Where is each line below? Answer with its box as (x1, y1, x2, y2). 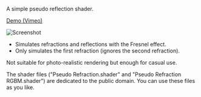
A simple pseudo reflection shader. (6, 5, 94, 12)
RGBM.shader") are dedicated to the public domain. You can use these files (6, 77, 196, 84)
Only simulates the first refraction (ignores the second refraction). (15, 47, 180, 54)
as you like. (6, 84, 35, 91)
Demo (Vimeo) (6, 17, 43, 24)
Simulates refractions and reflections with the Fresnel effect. (15, 41, 167, 48)
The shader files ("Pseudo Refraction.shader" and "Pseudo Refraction (6, 71, 182, 78)
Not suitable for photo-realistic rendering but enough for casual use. (6, 59, 177, 66)
